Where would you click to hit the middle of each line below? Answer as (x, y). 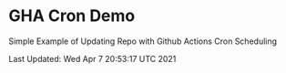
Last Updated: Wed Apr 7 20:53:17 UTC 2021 (92, 58)
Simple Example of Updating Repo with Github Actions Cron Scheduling (143, 41)
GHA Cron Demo (72, 16)
